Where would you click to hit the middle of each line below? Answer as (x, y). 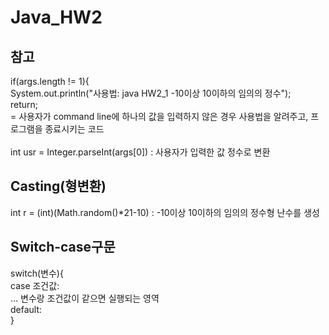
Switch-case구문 (63, 247)
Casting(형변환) (58, 186)
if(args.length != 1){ (50, 81)
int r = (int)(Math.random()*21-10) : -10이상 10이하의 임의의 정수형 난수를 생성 (165, 212)
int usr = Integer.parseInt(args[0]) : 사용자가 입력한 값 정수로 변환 (140, 152)
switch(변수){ (37, 273)
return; (24, 104)
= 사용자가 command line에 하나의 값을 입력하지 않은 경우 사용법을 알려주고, (159, 116)
